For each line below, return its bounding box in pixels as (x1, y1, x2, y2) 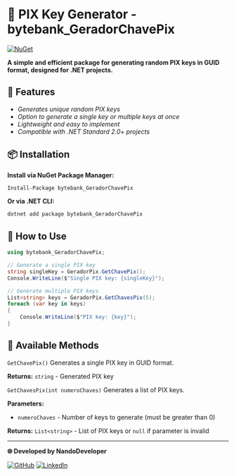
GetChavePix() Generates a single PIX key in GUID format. (7, 358, 174, 367)
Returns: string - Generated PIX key (7, 372, 114, 380)
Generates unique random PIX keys (17, 105, 121, 113)
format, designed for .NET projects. (7, 65, 114, 74)
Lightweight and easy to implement (17, 120, 120, 128)
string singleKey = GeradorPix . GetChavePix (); (7, 268, 146, 275)
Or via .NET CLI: (7, 197, 55, 206)
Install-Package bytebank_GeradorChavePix (7, 184, 133, 192)
